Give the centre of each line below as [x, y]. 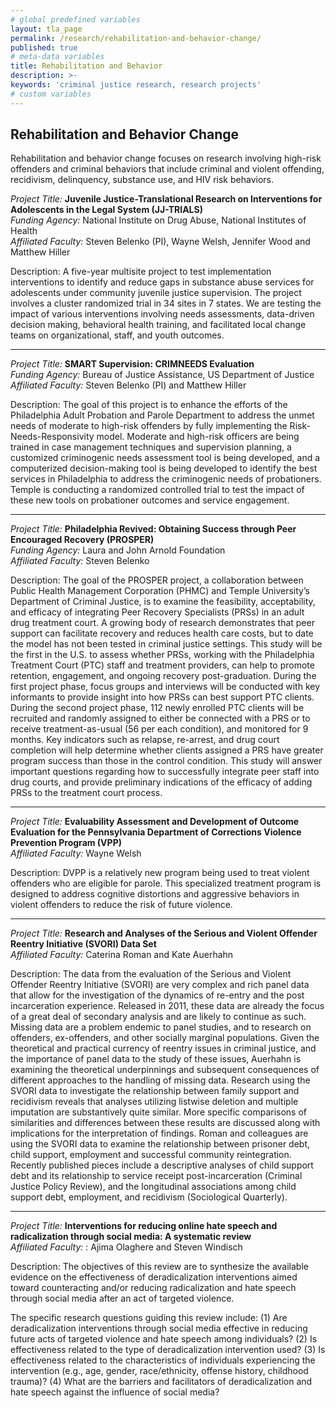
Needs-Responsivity [52, 437]
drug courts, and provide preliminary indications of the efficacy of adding [161, 782]
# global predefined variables [75, 19]
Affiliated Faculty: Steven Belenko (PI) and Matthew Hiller [128, 385]
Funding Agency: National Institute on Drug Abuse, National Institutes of [158, 220]
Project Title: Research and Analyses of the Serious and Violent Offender [164, 933]
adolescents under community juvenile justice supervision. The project [156, 293]
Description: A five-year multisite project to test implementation [141, 272]
